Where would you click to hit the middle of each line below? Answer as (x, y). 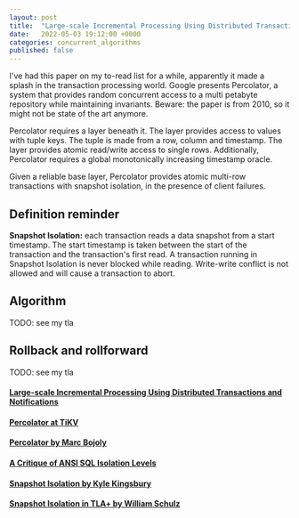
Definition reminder (65, 214)
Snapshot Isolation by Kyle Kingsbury (81, 483)
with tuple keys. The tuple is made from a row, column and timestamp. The (146, 141)
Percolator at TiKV (44, 422)
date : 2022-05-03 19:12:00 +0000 (75, 34)
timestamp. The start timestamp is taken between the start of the (128, 245)
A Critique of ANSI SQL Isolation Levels (83, 463)
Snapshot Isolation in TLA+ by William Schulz (95, 504)
